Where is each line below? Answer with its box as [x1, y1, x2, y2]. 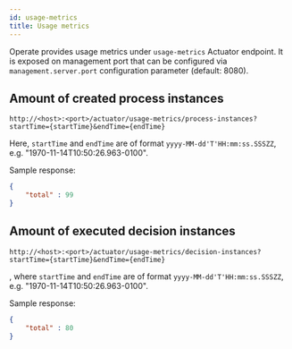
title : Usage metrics [9, 21, 90, 30]
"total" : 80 [25, 323, 74, 332]
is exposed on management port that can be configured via [9, 55, 228, 66]
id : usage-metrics [9, 13, 78, 22]
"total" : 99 [25, 191, 74, 200]
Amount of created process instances [9, 90, 224, 106]
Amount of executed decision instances [9, 224, 237, 239]
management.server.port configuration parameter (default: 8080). [9, 64, 249, 76]
